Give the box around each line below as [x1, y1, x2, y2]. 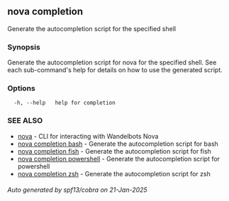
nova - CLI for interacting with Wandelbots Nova [17, 132, 159, 140]
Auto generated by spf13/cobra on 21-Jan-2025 [7, 185, 147, 194]
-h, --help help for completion [13, 99, 116, 107]
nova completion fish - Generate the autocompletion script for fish [17, 147, 211, 155]
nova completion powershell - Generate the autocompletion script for [17, 154, 220, 163]
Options [7, 84, 35, 93]
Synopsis [7, 42, 40, 52]
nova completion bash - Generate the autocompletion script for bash [17, 139, 218, 148]
